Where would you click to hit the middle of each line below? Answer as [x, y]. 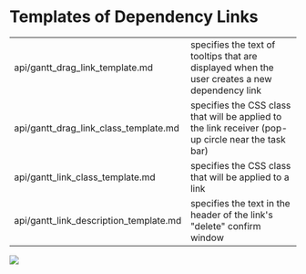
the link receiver [224, 128]
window [207, 237]
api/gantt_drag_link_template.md [83, 68]
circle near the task [245, 139]
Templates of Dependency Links [134, 17]
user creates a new [231, 79]
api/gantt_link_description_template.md [98, 220]
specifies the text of [233, 45]
